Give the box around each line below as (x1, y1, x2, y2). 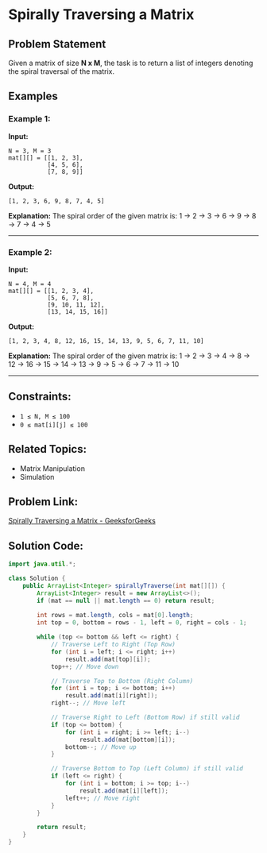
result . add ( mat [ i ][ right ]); (64, 692, 158, 700)
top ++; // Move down (50, 662, 119, 670)
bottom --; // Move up (64, 743, 137, 751)
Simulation (19, 472, 55, 481)
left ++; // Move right (64, 794, 141, 802)
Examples (8, 90, 58, 103)
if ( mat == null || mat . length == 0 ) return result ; (37, 596, 215, 604)
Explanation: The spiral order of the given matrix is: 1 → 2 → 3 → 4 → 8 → (8, 351, 250, 361)
